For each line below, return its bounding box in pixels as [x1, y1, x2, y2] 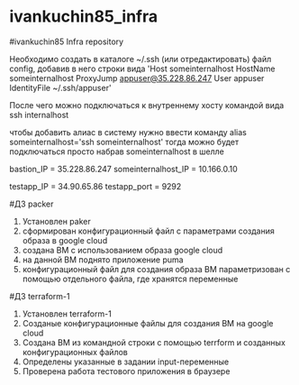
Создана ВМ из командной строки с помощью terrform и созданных [22, 336, 286, 348]
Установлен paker [22, 215, 92, 226]
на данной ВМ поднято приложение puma [22, 254, 184, 265]
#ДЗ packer [9, 198, 54, 209]
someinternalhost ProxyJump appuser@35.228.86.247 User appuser [9, 72, 265, 83]
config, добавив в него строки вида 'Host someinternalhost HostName [9, 63, 276, 74]
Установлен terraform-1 [22, 308, 113, 319]
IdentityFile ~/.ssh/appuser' [9, 82, 112, 93]
